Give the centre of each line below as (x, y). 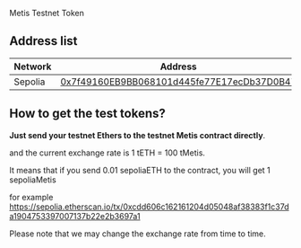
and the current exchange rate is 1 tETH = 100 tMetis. (107, 153)
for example (31, 197)
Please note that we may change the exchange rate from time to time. (138, 234)
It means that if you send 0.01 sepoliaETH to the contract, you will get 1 (140, 170)
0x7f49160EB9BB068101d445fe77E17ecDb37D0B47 (179, 82)
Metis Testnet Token (47, 13)
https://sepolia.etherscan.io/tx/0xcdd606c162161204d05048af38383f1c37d (149, 207)
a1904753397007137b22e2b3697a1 (75, 216)
